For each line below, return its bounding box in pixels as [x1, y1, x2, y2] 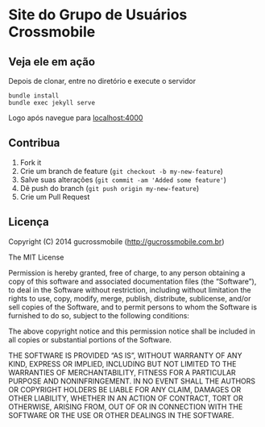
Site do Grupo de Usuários [8, 6, 188, 24]
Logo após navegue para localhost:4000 [8, 113, 143, 122]
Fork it [19, 157, 42, 167]
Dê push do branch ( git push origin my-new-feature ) [19, 183, 200, 193]
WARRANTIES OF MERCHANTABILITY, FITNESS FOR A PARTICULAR [8, 367, 236, 377]
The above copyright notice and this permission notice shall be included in [8, 326, 255, 336]
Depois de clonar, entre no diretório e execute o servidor [8, 77, 196, 85]
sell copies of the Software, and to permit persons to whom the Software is [8, 302, 258, 312]
